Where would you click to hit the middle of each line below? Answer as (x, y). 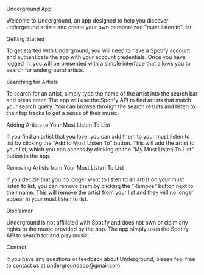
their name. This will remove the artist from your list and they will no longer (100, 192)
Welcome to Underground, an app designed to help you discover (87, 20)
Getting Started (26, 39)
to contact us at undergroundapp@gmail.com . (64, 265)
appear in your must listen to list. (47, 199)
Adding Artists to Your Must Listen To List (58, 125)
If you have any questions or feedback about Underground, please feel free (101, 259)
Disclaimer (20, 211)
